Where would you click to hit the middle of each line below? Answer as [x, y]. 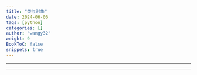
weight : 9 [18, 39]
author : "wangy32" [28, 33]
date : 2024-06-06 [27, 17]
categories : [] [25, 28]
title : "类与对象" [27, 11]
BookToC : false [25, 45]
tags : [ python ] [25, 22]
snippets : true [25, 50]
